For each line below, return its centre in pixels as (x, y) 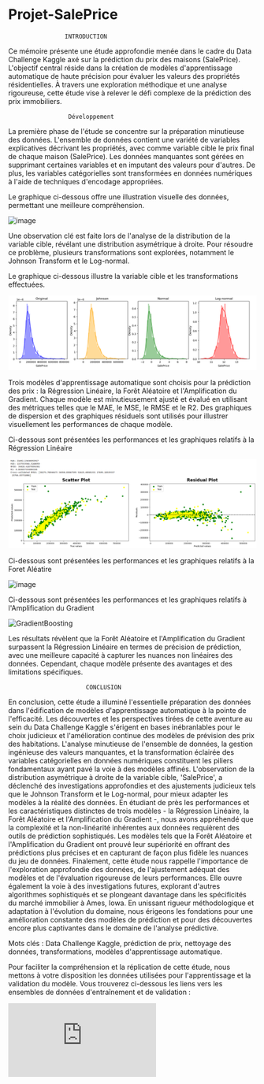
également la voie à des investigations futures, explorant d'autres (114, 886)
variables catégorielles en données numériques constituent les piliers (121, 760)
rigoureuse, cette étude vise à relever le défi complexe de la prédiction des (130, 93)
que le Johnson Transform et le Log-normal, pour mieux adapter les (118, 794)
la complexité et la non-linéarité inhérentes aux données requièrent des (124, 827)
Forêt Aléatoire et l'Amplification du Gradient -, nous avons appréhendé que (131, 819)
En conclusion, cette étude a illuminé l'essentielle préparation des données (130, 702)
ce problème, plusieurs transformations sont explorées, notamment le (121, 252)
